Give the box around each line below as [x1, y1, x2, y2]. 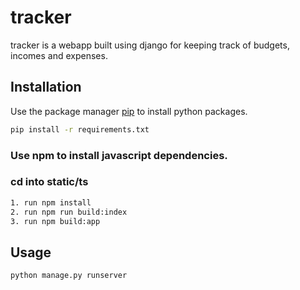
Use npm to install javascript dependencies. [10, 148, 228, 162]
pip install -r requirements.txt [10, 124, 150, 135]
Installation [10, 79, 82, 96]
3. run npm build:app [10, 216, 101, 226]
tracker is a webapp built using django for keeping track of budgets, [10, 39, 290, 51]
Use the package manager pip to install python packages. [10, 105, 248, 117]
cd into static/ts [10, 175, 89, 189]
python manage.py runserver [10, 271, 128, 281]
